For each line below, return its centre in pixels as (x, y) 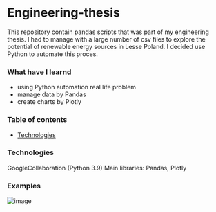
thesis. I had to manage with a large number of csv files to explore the (106, 39)
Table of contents (37, 120)
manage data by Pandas (51, 94)
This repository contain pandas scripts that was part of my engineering (108, 32)
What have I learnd (39, 72)
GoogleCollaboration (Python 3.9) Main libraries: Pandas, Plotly (97, 168)
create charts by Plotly (49, 102)
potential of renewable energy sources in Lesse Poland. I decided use (106, 46)
